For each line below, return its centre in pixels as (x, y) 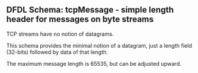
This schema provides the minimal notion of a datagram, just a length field (99, 45)
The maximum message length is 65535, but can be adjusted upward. (94, 63)
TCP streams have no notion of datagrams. (60, 34)
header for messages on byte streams (80, 20)
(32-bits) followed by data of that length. (57, 52)
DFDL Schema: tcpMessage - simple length (90, 10)
